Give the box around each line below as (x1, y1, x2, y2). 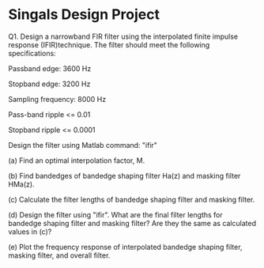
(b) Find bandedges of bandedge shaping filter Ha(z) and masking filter (8, 171, 241, 180)
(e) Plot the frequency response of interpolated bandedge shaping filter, (8, 242, 243, 251)
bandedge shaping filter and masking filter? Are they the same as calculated (8, 218, 257, 228)
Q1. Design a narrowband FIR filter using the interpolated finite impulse (8, 32, 239, 41)
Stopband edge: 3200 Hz (8, 79, 91, 89)
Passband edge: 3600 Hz (8, 63, 92, 73)
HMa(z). (8, 179, 35, 189)
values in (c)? (8, 227, 52, 236)
